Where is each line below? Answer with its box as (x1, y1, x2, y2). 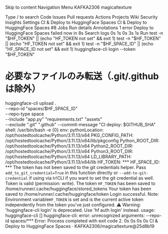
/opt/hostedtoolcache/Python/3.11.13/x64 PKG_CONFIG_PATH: (5, 132, 134, 138)
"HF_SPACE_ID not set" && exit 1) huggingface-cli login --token (5, 46, 136, 52)
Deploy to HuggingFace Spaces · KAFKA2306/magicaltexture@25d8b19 (5, 223, 155, 229)
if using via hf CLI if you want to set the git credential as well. (29, 175, 154, 181)
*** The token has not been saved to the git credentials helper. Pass (5, 164, 146, 170)
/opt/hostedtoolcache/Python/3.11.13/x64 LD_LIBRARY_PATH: (5, 153, 132, 160)
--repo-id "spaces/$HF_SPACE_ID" (5, 105, 78, 111)
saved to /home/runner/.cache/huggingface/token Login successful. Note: (5, 191, 159, 197)
